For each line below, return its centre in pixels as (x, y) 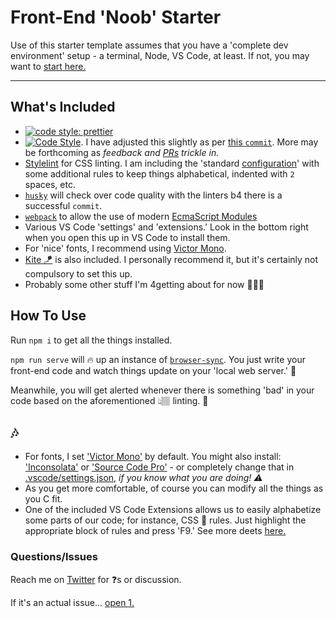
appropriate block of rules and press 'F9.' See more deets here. (155, 531)
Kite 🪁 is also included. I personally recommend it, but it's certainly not (171, 259)
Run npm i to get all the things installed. (91, 340)
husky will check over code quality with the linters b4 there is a (153, 195)
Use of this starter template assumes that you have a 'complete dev (149, 45)
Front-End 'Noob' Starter (116, 17)
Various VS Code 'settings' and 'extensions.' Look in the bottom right (166, 227)
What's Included (63, 107)
